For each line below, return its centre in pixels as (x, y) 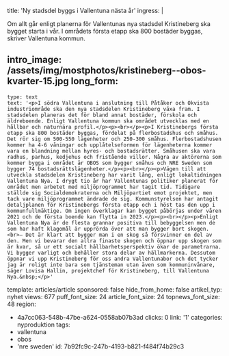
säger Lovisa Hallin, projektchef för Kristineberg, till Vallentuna (108, 270)
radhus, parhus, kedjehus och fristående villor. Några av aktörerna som (114, 157)
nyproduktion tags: (43, 325)
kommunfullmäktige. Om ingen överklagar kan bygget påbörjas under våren (114, 211)
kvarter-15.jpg (38, 81)
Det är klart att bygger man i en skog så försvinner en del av (119, 235)
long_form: (94, 81)
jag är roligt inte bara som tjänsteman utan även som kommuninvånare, (111, 265)
